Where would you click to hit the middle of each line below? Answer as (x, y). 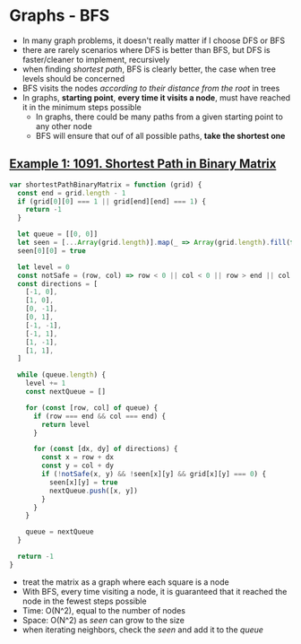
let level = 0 (43, 267)
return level (66, 424)
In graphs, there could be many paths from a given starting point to (159, 117)
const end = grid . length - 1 (72, 193)
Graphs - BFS (60, 16)
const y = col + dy (78, 466)
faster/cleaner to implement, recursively (96, 59)
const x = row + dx (78, 457)
